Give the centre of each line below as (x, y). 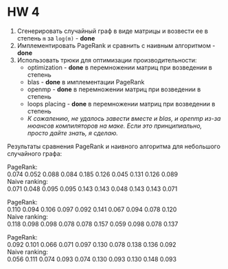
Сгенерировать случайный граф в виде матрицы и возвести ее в (112, 31)
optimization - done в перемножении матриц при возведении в (120, 67)
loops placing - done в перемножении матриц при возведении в (121, 104)
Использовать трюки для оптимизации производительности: (107, 60)
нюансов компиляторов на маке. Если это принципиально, (115, 126)
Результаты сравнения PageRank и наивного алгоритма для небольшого (114, 146)
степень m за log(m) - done (56, 38)
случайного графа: (35, 153)
